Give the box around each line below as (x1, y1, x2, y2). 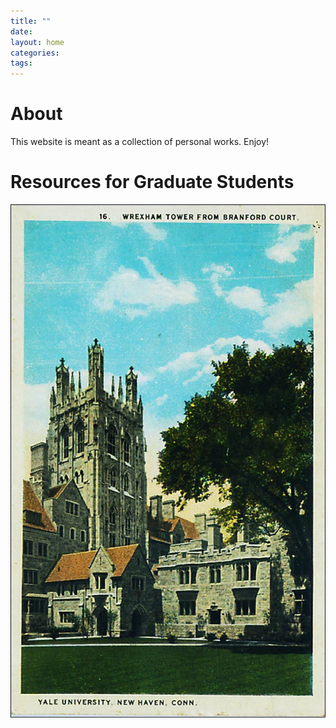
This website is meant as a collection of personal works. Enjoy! (10, 136, 270, 148)
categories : (10, 48, 60, 58)
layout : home (10, 37, 65, 47)
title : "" (10, 16, 52, 26)
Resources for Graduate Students (10, 171, 295, 194)
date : (10, 26, 33, 37)
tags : (10, 58, 33, 69)
